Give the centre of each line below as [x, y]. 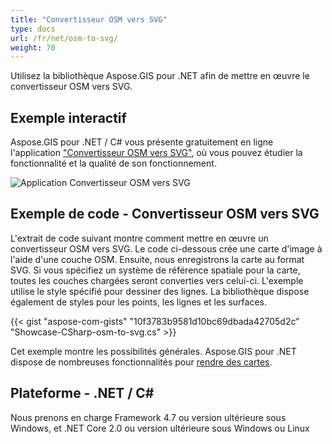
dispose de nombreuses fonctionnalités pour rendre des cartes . [141, 362]
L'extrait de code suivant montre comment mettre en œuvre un [139, 238]
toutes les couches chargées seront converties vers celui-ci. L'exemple [157, 280]
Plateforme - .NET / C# [82, 393]
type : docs [33, 29]
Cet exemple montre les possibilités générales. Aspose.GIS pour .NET [153, 351]
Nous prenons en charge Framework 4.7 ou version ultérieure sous [148, 417]
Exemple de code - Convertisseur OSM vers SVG [165, 214]
